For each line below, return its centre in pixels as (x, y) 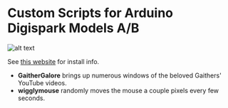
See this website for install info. (53, 61)
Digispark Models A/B (73, 28)
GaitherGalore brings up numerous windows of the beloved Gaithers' (120, 75)
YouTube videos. (42, 82)
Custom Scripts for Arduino (90, 13)
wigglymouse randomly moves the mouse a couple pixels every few (118, 90)
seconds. (31, 98)
